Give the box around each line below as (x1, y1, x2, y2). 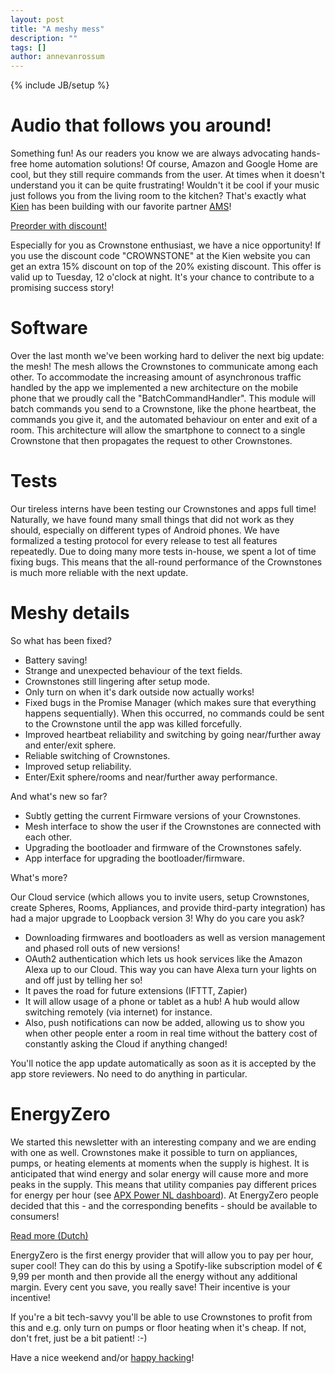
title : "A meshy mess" (10, 24, 105, 34)
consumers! (10, 1210, 60, 1222)
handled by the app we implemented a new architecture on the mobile (10, 382, 299, 393)
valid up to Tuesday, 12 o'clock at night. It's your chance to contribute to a (10, 271, 315, 283)
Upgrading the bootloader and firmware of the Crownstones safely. (24, 841, 302, 853)
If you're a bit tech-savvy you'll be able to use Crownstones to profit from (10, 1311, 313, 1323)
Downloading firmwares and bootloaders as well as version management (24, 931, 326, 943)
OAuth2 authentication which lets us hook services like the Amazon (24, 952, 303, 965)
